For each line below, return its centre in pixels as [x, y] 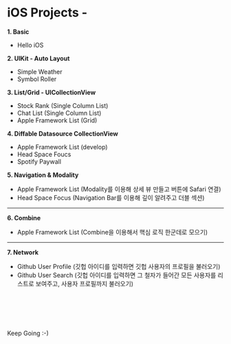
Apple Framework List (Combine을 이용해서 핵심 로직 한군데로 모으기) [112, 232]
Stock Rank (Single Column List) [63, 105]
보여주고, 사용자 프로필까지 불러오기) [85, 283]
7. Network [23, 252]
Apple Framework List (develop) [62, 147]
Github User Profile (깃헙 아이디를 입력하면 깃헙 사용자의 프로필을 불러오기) [119, 266]
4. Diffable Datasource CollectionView [63, 133]
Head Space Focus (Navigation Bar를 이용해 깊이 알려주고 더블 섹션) [111, 197]
